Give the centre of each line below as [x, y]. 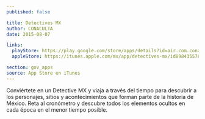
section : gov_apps [30, 67]
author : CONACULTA [30, 29]
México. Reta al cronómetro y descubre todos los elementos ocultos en [96, 103]
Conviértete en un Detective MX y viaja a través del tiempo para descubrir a [102, 90]
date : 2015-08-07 [28, 34]
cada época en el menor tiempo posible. [57, 109]
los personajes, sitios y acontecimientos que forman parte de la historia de [100, 97]
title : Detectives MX [34, 23]
